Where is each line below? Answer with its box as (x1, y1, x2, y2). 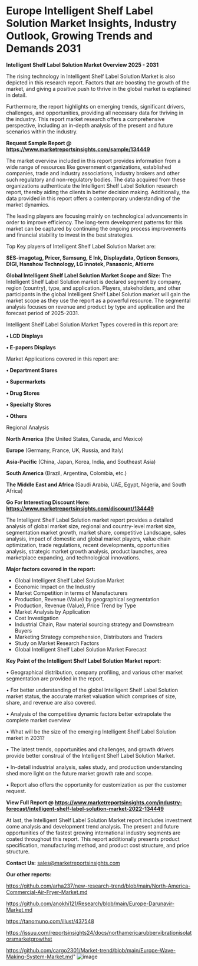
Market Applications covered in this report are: (6, 355, 119, 362)
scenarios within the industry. (6, 128, 78, 135)
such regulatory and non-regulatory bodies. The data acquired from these (6, 176, 186, 183)
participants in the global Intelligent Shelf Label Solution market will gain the (6, 290, 190, 297)
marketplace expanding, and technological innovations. (6, 554, 140, 561)
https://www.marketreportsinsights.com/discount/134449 (6, 505, 154, 512)
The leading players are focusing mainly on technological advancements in (6, 212, 188, 220)
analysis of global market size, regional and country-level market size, (6, 522, 176, 529)
